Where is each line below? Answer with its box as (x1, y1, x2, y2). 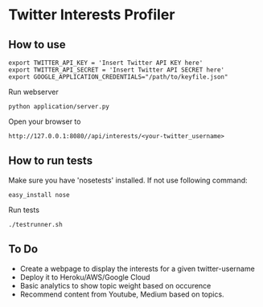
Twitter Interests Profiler (8, 6, 175, 24)
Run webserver (8, 87, 59, 96)
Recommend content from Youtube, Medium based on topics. (19, 289, 224, 299)
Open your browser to (8, 117, 81, 126)
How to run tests (8, 154, 93, 168)
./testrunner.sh (8, 220, 63, 228)
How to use (8, 38, 66, 51)
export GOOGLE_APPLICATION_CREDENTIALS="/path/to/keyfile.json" (8, 73, 228, 81)
